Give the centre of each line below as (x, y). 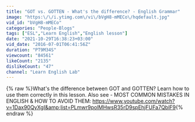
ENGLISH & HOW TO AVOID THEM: (49, 101)
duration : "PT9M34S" (32, 50)
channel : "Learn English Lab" (43, 72)
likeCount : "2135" (29, 61)
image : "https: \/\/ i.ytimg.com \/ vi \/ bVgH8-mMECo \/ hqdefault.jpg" (88, 17)
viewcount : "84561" (30, 55)
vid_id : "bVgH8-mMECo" (34, 22)
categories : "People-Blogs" (41, 28)
